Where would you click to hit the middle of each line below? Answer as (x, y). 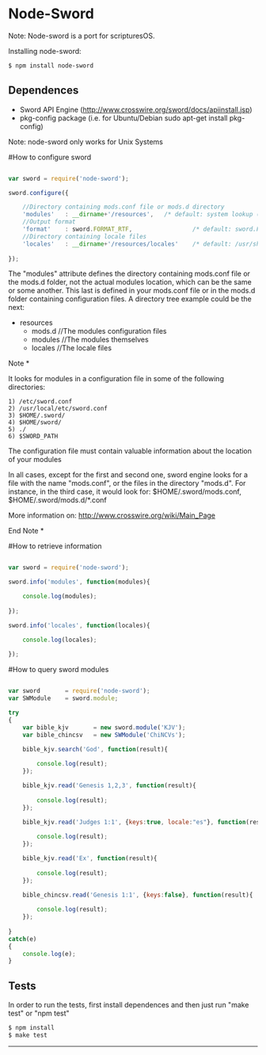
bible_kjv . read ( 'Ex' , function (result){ (90, 858)
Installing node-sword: (45, 51)
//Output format (49, 222)
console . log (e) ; (49, 954)
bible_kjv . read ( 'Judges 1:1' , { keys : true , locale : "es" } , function (134, 822)
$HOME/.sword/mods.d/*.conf (57, 500)
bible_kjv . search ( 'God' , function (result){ (95, 749)
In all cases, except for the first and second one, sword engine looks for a (128, 475)
